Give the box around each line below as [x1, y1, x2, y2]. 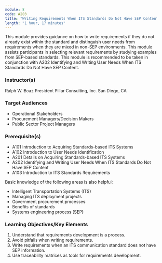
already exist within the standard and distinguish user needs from [5, 39, 135, 45]
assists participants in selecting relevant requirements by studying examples [5, 49, 157, 55]
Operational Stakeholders [12, 111, 63, 117]
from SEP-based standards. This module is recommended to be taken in [5, 54, 148, 60]
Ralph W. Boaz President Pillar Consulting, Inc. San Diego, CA [5, 88, 127, 93]
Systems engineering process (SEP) [12, 209, 84, 215]
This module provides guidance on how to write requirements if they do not [5, 34, 155, 40]
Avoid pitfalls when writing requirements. [12, 237, 93, 243]
